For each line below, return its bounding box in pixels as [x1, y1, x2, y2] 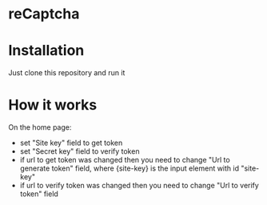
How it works [8, 96, 98, 115]
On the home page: [8, 123, 72, 132]
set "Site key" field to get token [19, 138, 123, 148]
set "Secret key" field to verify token [19, 147, 140, 156]
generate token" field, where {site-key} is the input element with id [19, 163, 240, 173]
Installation [8, 42, 85, 60]
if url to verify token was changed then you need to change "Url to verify [19, 181, 260, 191]
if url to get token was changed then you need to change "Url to [19, 155, 230, 165]
